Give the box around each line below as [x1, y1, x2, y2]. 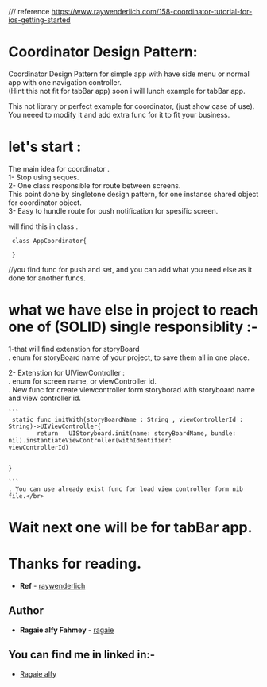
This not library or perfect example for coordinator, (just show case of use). [8, 101, 255, 110]
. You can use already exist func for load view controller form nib [8, 484, 244, 493]
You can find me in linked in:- [8, 648, 156, 662]
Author [8, 604, 44, 618]
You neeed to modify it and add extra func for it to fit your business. [8, 110, 230, 119]
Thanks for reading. [8, 555, 141, 573]
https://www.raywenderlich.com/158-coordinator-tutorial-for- [51, 7, 253, 16]
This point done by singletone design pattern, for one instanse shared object [8, 189, 259, 199]
